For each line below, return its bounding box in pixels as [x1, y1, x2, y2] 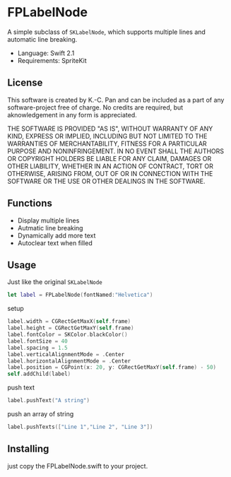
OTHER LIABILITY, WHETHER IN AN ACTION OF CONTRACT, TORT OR [7, 162, 213, 170]
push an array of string [7, 410, 74, 418]
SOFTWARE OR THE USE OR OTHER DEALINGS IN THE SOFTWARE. [7, 177, 206, 185]
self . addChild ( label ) [7, 370, 71, 378]
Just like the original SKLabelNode [7, 278, 102, 286]
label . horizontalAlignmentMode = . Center [7, 358, 131, 365]
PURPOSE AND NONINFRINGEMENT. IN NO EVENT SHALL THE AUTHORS [7, 146, 225, 155]
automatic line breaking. [7, 35, 78, 43]
